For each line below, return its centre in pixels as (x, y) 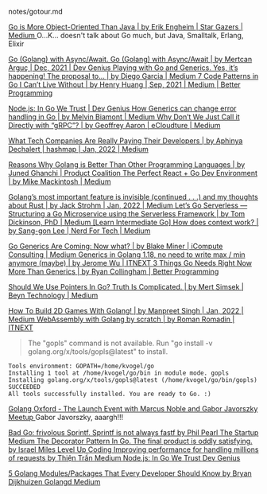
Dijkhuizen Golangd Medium (54, 482)
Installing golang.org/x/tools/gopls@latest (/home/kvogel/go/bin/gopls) (133, 380)
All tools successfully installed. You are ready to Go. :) (110, 394)
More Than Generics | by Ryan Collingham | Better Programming (114, 271)
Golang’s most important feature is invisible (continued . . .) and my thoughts (133, 197)
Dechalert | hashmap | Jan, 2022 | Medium (78, 149)
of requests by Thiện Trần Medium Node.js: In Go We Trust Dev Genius (124, 458)
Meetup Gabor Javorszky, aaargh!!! (66, 417)
